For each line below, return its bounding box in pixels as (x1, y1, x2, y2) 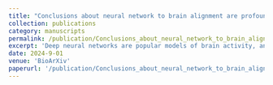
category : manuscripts (8, 27, 85, 35)
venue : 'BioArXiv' (8, 57, 71, 66)
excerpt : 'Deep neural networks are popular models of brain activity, (8, 42, 256, 50)
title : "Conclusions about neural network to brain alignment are (8, 11, 238, 20)
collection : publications (8, 19, 96, 28)
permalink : (8, 34, 45, 43)
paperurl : (8, 65, 42, 73)
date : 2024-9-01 (8, 49, 63, 57)
